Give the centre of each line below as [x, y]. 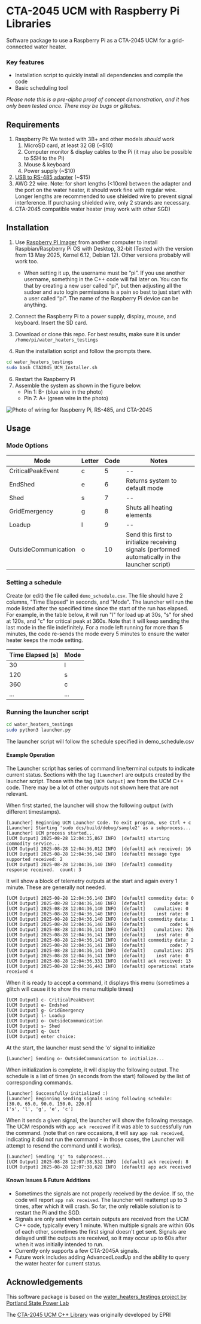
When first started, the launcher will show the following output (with [90, 805]
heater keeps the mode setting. [45, 640]
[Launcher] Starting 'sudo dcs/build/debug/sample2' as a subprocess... [99, 828]
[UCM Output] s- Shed [33, 1026]
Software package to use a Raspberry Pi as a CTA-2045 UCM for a [89, 40]
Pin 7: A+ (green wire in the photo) [66, 398]
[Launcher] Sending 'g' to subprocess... [59, 1156]
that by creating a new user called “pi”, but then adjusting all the [103, 285]
